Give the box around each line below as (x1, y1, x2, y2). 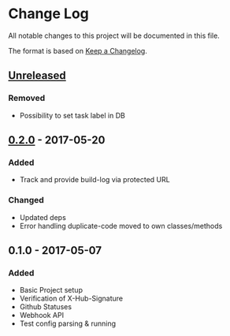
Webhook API (19, 311, 65, 320)
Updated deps (19, 212, 67, 222)
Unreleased (8, 69, 67, 83)
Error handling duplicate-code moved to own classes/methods (19, 221, 223, 230)
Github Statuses (19, 302, 72, 312)
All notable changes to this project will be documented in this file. (8, 31, 221, 40)
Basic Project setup (19, 286, 83, 295)
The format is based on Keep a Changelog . (8, 46, 147, 55)
